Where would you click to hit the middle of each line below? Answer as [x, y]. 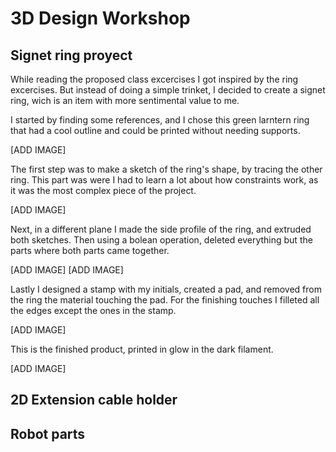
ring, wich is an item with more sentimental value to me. [125, 100]
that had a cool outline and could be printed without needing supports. [155, 130]
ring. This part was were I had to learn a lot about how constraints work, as [164, 180]
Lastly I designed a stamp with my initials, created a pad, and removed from [166, 289]
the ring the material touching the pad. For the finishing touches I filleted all [165, 300]
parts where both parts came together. [90, 250]
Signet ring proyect [71, 55]
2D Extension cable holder [94, 400]
